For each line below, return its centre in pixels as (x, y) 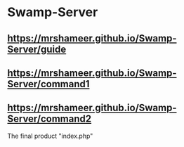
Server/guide (37, 49)
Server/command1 (48, 84)
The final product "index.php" (50, 136)
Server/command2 (50, 119)
